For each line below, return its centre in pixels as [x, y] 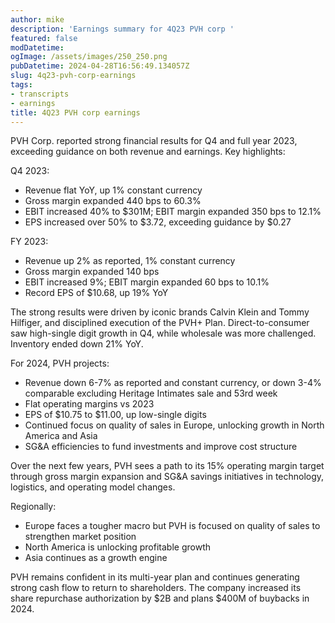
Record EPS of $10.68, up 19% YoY [96, 293]
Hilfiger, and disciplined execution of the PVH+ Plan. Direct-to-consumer [160, 323]
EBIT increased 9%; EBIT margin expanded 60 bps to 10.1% [147, 282]
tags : [21, 85]
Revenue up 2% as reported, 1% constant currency [130, 261]
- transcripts [40, 94]
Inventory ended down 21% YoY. [77, 344]
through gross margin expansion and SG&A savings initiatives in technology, [167, 477]
